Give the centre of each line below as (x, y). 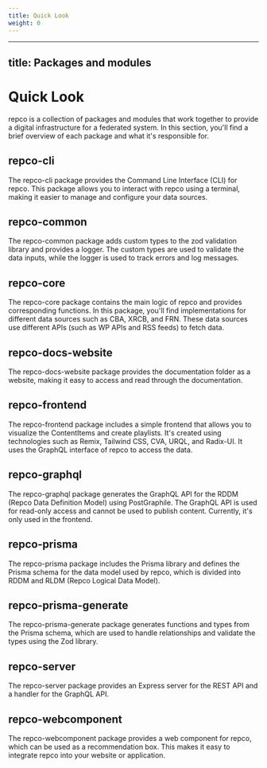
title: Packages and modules (80, 62)
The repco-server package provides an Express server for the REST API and (133, 686)
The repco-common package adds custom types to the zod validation (122, 241)
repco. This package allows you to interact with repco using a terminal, (124, 189)
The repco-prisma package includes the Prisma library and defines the (124, 563)
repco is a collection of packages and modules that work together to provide (133, 119)
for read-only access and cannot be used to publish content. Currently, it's (130, 511)
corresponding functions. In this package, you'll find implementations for (127, 310)
